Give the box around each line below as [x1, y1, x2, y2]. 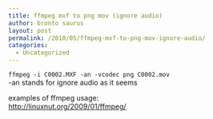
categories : [8, 42, 48, 50]
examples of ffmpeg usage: [8, 93, 99, 102]
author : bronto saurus [8, 19, 84, 27]
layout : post [8, 26, 52, 34]
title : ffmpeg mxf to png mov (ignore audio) [8, 11, 163, 20]
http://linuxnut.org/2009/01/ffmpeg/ [8, 101, 127, 111]
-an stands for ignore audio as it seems [8, 77, 138, 87]
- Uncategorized [15, 49, 70, 57]
